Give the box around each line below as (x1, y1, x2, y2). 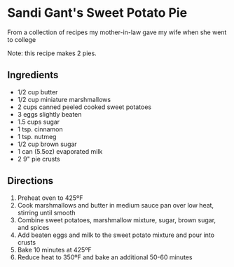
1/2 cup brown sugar (17, 140, 77, 148)
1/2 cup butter (17, 87, 58, 96)
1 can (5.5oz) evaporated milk (17, 147, 103, 155)
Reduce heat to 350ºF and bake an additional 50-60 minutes (17, 253, 193, 261)
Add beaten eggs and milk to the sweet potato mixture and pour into (17, 231, 215, 239)
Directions (7, 175, 54, 187)
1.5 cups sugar (17, 117, 60, 126)
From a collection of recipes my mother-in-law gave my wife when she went (7, 28, 227, 36)
